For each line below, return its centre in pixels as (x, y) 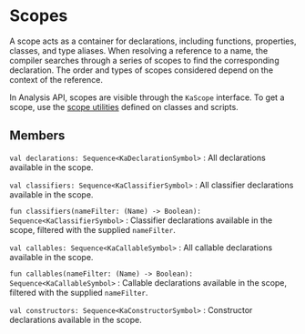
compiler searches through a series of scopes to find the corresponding (144, 60)
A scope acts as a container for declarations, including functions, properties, (153, 41)
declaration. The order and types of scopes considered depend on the (142, 70)
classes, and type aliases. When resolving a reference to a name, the (139, 50)
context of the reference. (56, 79)
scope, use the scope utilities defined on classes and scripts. (124, 106)
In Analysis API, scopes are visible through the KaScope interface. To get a (147, 97)
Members (37, 136)
